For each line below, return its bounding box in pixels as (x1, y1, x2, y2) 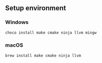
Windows (5, 19, 29, 26)
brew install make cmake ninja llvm (5, 53, 81, 58)
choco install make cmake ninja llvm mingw (5, 30, 97, 35)
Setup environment (5, 4, 66, 12)
